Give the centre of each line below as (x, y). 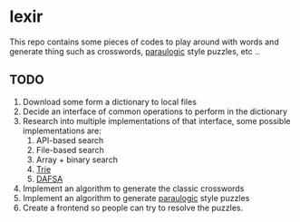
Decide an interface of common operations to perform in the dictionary (155, 111)
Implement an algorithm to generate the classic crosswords (133, 188)
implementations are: (62, 130)
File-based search (70, 150)
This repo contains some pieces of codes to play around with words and (144, 42)
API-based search (70, 140)
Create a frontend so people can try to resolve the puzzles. (132, 208)
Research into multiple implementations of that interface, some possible (156, 121)
